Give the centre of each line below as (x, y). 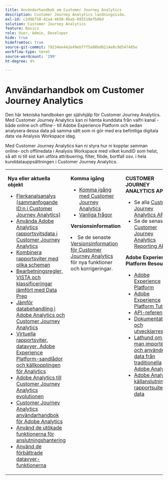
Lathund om (148, 338)
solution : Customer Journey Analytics (45, 24)
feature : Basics (22, 29)
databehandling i (36, 309)
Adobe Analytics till (39, 378)
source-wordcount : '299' (31, 56)
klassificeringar (34, 284)
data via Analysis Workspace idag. (41, 136)
